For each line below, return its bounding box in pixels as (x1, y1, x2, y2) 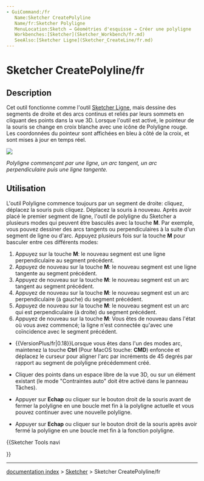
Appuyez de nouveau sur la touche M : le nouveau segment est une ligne (15, 263, 197, 270)
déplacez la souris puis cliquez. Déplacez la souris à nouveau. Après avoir (6, 206, 192, 213)
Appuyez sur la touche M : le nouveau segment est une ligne (15, 250, 166, 258)
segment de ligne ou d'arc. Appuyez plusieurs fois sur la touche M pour (6, 232, 186, 239)
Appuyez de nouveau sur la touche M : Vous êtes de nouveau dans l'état (15, 315, 195, 322)
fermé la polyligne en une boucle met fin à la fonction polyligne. (15, 427, 175, 434)
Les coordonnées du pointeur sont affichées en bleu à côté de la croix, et (6, 130, 189, 137)
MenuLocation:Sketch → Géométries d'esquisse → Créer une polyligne (14, 26, 191, 32)
